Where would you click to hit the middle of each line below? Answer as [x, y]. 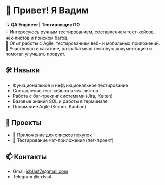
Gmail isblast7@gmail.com [40, 171]
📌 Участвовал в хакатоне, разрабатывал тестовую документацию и [79, 48]
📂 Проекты [23, 123]
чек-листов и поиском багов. [37, 38]
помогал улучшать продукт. [36, 54]
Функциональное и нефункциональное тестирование [70, 85]
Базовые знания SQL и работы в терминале [60, 101]
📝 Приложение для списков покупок [52, 135]
